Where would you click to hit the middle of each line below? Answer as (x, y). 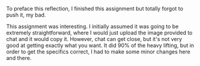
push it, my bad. (26, 15)
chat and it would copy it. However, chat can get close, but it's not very (94, 39)
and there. (19, 58)
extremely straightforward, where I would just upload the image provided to (99, 33)
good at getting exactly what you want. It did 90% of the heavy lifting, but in (100, 45)
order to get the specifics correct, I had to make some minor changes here (98, 52)
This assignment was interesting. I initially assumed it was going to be (92, 26)
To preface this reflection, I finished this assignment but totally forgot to (95, 9)
